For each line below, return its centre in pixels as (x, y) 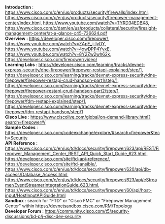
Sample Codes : (22, 127)
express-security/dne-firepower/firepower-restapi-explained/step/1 (73, 70)
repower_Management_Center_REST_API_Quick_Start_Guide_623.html (76, 154)
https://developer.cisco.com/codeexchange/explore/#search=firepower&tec (82, 133)
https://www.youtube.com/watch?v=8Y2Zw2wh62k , (58, 54)
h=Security (16, 138)
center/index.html (23, 23)
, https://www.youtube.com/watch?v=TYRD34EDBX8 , (95, 23)
